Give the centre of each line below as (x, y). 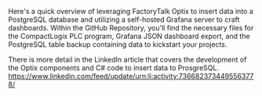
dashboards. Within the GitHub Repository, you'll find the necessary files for (131, 28)
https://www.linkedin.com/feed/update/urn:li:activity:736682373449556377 (131, 76)
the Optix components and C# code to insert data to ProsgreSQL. (114, 68)
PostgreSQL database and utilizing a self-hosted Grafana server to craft (124, 20)
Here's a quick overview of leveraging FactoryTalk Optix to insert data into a (131, 11)
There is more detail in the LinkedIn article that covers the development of (127, 59)
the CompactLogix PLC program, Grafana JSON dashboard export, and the (129, 36)
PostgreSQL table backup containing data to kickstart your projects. (118, 44)
